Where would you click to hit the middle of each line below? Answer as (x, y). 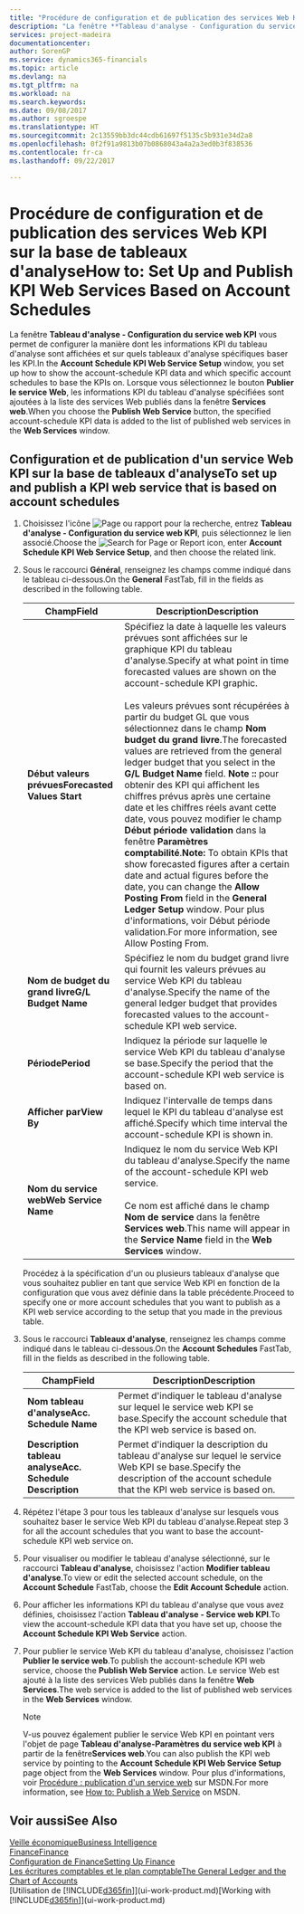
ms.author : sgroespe (48, 119)
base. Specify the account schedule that (203, 1419)
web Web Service (64, 1200)
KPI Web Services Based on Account (150, 290)
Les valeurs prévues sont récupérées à (207, 706)
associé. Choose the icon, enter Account (152, 543)
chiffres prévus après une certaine (198, 796)
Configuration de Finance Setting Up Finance (92, 1862)
